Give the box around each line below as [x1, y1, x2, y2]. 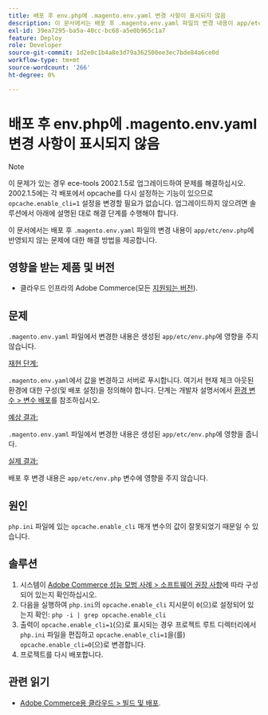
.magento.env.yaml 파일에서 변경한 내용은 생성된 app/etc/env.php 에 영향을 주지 [8, 332, 259, 342]
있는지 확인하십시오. [34, 590, 97, 599]
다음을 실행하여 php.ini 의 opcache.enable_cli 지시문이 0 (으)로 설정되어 [19, 599, 246, 609]
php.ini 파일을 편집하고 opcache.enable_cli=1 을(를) [19, 630, 186, 639]
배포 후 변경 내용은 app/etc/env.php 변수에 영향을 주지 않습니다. [8, 473, 209, 483]
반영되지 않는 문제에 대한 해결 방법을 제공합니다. [8, 235, 158, 244]
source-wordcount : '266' [8, 64, 91, 72]
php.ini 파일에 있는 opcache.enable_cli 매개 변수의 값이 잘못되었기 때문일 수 [8, 522, 250, 531]
